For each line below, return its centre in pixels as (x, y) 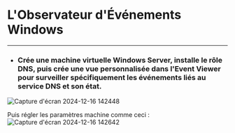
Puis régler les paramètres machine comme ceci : (79, 115)
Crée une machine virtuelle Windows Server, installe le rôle (120, 60)
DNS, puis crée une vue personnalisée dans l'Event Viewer (119, 68)
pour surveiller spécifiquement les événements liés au (112, 77)
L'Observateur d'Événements (94, 15)
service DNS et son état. (59, 86)
